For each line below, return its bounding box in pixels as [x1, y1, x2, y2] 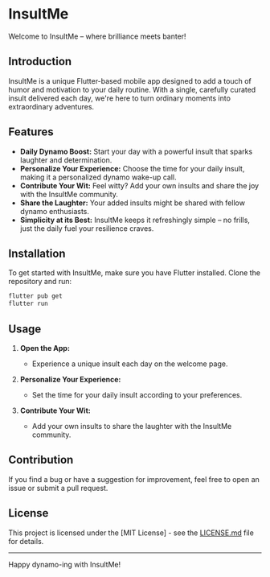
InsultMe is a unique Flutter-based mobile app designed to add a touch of [8, 76, 252, 85]
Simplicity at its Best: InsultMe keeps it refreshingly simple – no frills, [19, 215, 251, 225]
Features [8, 126, 54, 139]
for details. [8, 536, 44, 546]
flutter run [8, 299, 48, 308]
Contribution [8, 453, 74, 467]
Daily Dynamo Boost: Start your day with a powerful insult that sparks [19, 146, 253, 156]
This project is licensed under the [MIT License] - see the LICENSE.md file [8, 528, 255, 538]
